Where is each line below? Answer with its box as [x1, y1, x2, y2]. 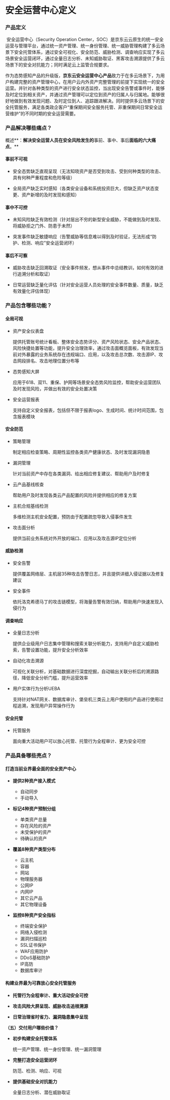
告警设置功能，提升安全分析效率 [21, 647, 89, 653]
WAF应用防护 [20, 948, 48, 954]
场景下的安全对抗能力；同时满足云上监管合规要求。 [5, 62, 112, 68]
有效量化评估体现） [12, 288, 53, 294]
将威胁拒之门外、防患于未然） [12, 223, 75, 229]
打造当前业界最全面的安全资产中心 [5, 765, 76, 771]
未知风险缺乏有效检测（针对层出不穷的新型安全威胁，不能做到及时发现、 [12, 217, 163, 223]
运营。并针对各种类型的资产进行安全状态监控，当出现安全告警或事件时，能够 [5, 85, 165, 91]
